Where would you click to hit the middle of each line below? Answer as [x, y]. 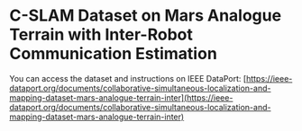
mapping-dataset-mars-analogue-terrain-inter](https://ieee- [121, 97]
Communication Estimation [114, 54]
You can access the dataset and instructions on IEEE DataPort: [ [128, 78]
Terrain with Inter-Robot [101, 35]
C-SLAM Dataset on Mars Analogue [146, 16]
